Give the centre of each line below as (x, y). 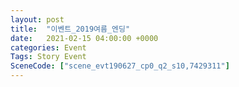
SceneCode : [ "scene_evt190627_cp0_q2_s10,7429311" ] (120, 66)
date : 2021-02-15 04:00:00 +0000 (84, 38)
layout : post (37, 19)
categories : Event (48, 47)
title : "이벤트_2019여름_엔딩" (70, 29)
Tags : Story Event (48, 57)
